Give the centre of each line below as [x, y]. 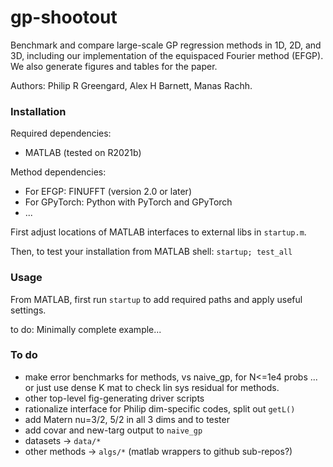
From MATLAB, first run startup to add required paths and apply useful [156, 299]
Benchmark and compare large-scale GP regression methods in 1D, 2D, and [166, 45]
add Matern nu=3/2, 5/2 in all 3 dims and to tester [127, 419]
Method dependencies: [58, 172]
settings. [28, 310]
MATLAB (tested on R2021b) [83, 153]
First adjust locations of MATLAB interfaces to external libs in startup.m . [158, 232]
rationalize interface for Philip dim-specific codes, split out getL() [160, 408]
